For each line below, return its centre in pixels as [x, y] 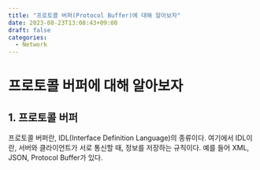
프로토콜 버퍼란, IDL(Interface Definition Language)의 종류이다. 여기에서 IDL [127, 138]
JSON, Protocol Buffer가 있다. [56, 157]
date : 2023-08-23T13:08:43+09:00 [63, 23]
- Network [31, 45]
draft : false [30, 30]
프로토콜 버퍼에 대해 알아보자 [96, 86]
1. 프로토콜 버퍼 [43, 118]
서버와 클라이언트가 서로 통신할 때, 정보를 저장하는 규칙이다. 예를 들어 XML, [134, 148]
